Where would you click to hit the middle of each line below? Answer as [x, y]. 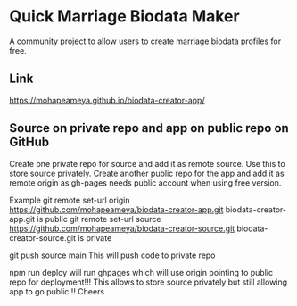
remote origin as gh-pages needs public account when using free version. [145, 182]
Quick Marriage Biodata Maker [124, 17]
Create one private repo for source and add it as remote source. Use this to [147, 163]
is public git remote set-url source [99, 219]
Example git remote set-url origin [70, 200]
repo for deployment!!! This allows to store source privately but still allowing [148, 282]
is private [95, 237]
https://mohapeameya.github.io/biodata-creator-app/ [107, 100]
